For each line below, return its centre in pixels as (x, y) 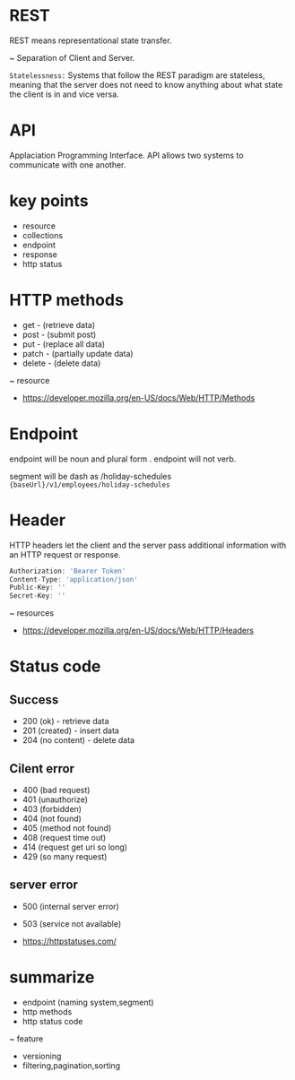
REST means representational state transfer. (91, 40)
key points (49, 201)
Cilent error (42, 769)
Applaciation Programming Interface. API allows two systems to (126, 155)
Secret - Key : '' (38, 596)
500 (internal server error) (70, 906)
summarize (52, 977)
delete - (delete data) (61, 363)
